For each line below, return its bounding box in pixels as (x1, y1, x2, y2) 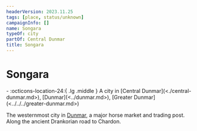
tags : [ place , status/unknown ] (6, 14, 84, 20)
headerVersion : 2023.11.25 (6, 8, 73, 15)
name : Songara (6, 25, 42, 32)
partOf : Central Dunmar (6, 36, 66, 42)
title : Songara (6, 42, 44, 48)
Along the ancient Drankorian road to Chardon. (6, 117, 121, 125)
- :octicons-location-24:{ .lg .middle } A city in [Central (6, 87, 141, 94)
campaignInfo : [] (6, 20, 50, 26)
